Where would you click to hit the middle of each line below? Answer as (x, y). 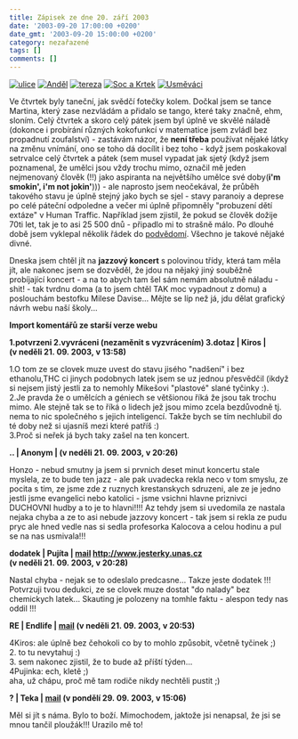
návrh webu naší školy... (53, 308)
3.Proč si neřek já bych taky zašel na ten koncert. (99, 435)
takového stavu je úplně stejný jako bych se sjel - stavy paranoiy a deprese (147, 196)
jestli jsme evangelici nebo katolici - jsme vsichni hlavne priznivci (128, 498)
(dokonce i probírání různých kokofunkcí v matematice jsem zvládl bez (139, 130)
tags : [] (25, 51)
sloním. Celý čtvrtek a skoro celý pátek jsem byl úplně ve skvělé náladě (140, 120)
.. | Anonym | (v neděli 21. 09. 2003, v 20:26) (94, 452)
